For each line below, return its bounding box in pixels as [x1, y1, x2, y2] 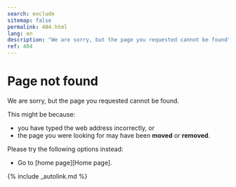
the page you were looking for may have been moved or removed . [17, 131, 211, 139]
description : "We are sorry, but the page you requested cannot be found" [7, 37, 231, 44]
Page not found [7, 73, 98, 89]
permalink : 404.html [7, 23, 68, 30]
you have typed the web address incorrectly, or [17, 124, 155, 132]
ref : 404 [7, 43, 33, 50]
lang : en [7, 30, 33, 37]
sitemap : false [7, 17, 52, 24]
